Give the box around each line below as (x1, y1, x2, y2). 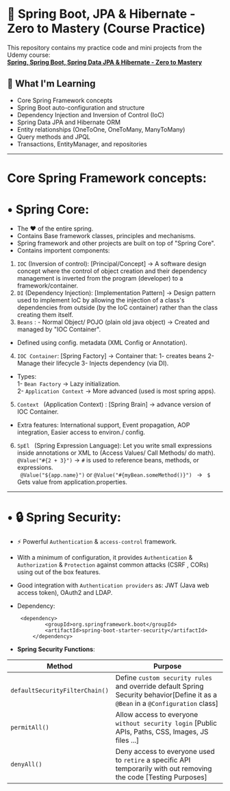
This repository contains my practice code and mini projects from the (7, 43, 203, 51)
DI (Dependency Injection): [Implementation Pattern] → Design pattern (16, 288, 216, 297)
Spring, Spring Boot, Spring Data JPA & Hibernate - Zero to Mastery (7, 58, 203, 66)
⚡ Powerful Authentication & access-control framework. (16, 537, 177, 545)
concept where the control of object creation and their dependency (16, 267, 207, 275)
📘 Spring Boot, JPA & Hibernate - (7, 6, 196, 22)
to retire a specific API (115, 755, 191, 764)
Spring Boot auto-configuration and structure (16, 103, 145, 112)
